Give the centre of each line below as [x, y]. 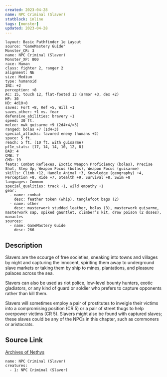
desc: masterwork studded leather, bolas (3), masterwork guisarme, [87, 208]
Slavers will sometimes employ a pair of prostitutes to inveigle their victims [82, 303]
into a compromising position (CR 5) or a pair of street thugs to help [75, 308]
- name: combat [25, 195]
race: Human [17, 64]
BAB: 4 [12, 151]
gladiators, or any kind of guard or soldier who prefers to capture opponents [83, 288]
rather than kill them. [26, 293]
